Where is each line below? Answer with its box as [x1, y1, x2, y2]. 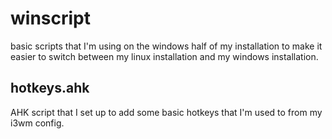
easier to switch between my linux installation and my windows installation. [10, 50, 319, 62]
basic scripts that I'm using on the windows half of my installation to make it [10, 40, 323, 52]
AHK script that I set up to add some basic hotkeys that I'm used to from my [10, 106, 323, 118]
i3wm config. [10, 117, 65, 129]
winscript [10, 7, 91, 30]
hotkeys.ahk [10, 80, 90, 97]
